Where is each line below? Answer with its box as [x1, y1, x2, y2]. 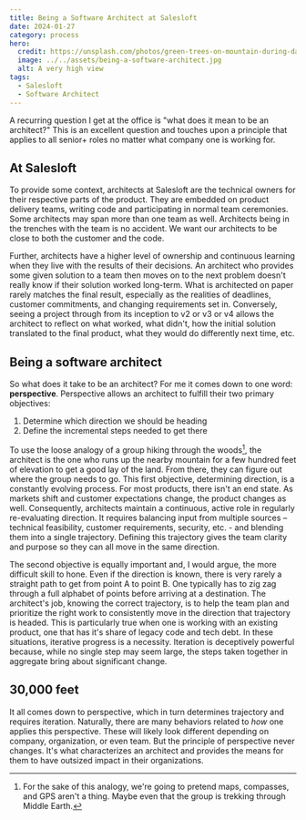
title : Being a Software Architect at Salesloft [9, 13, 198, 23]
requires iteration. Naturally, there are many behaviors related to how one [9, 716, 284, 727]
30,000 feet [9, 682, 79, 698]
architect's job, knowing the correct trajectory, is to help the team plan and [9, 598, 290, 609]
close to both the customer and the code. [9, 233, 165, 244]
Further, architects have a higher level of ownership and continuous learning [9, 251, 296, 261]
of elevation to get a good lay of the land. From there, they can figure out [9, 464, 282, 475]
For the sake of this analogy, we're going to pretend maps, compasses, [22, 781, 290, 792]
